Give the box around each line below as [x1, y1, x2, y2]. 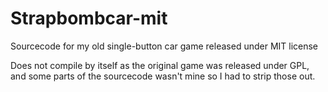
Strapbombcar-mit [10, 7, 168, 30]
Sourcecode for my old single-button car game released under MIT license [10, 40, 319, 52]
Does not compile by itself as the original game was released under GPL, [10, 59, 310, 71]
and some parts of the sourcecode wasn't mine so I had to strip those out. [10, 70, 316, 82]
